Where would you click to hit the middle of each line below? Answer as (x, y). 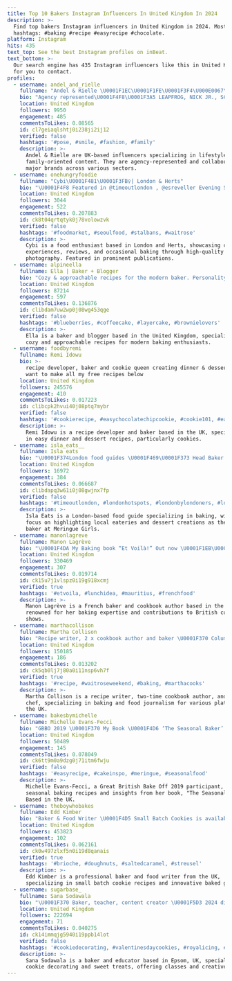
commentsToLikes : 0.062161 (58, 845)
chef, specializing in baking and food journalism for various (118, 703)
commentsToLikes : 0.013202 (58, 664)
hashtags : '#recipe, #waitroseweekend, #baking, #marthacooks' (113, 683)
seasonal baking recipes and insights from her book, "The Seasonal (126, 793)
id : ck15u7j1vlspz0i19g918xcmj (65, 580)
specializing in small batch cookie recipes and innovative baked (123, 883)
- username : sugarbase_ (47, 890)
